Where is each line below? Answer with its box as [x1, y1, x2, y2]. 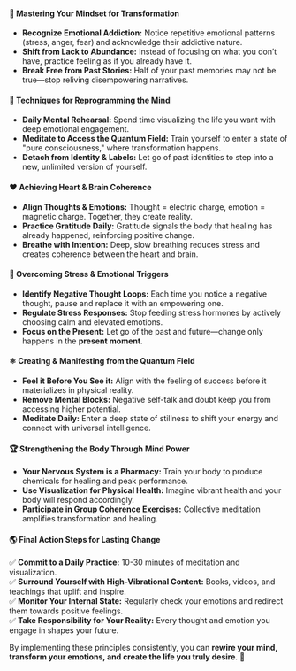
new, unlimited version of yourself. [21, 161, 148, 173]
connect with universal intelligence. [21, 422, 152, 434]
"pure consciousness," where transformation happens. [21, 143, 222, 153]
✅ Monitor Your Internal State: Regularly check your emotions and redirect [9, 596, 284, 606]
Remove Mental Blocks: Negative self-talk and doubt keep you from [21, 395, 271, 405]
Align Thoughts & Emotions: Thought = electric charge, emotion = [21, 201, 266, 212]
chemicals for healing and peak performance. [21, 475, 188, 487]
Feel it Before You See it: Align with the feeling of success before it [21, 375, 267, 386]
